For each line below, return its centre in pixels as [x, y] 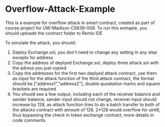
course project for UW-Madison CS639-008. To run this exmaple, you [76, 28]
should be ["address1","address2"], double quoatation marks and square [86, 83]
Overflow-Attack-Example [60, 9]
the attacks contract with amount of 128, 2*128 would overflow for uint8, [86, 110]
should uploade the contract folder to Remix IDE [54, 33]
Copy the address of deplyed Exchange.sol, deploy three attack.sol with [85, 63]
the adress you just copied [39, 68]
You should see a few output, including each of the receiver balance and [86, 94]
